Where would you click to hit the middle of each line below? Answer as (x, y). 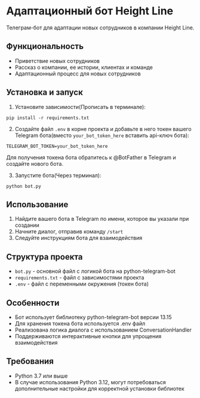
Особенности (33, 303)
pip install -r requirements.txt (48, 118)
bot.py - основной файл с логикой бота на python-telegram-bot (95, 271)
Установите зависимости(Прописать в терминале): (80, 107)
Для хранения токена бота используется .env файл (80, 323)
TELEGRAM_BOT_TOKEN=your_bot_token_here (57, 146)
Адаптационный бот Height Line (90, 11)
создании (27, 225)
